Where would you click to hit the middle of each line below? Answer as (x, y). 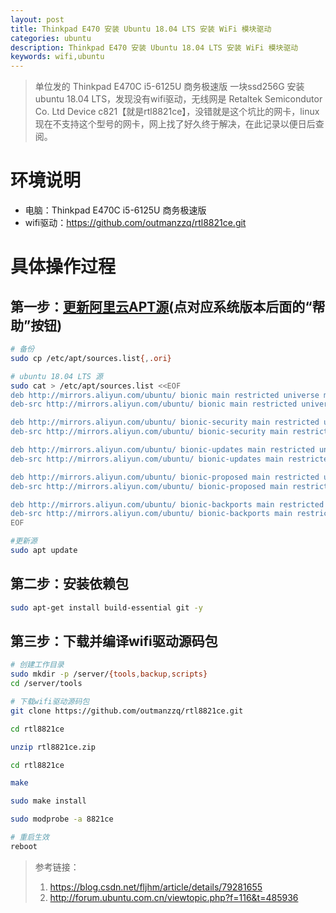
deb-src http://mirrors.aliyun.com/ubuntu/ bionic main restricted (154, 404)
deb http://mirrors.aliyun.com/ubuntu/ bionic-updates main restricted (162, 450)
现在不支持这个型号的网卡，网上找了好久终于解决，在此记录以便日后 (175, 124)
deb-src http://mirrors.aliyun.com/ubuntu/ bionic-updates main (147, 459)
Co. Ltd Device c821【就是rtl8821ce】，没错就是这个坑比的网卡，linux (177, 112)
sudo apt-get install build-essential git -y (106, 607)
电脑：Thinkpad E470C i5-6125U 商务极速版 (115, 210)
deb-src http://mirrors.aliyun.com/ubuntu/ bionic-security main (149, 432)
